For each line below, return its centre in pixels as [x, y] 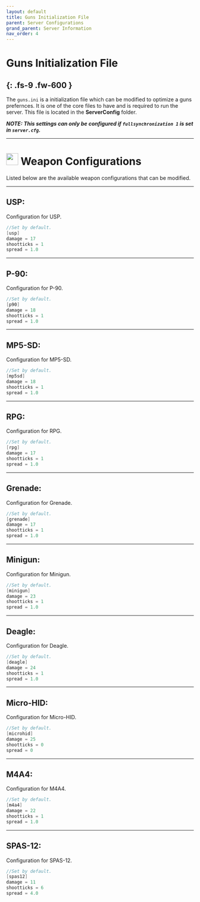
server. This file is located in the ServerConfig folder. [71, 112]
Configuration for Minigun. [39, 574]
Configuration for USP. [34, 216]
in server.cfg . [24, 130]
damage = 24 [21, 667]
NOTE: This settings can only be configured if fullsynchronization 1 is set [100, 124]
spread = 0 [20, 750]
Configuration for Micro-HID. [41, 717]
